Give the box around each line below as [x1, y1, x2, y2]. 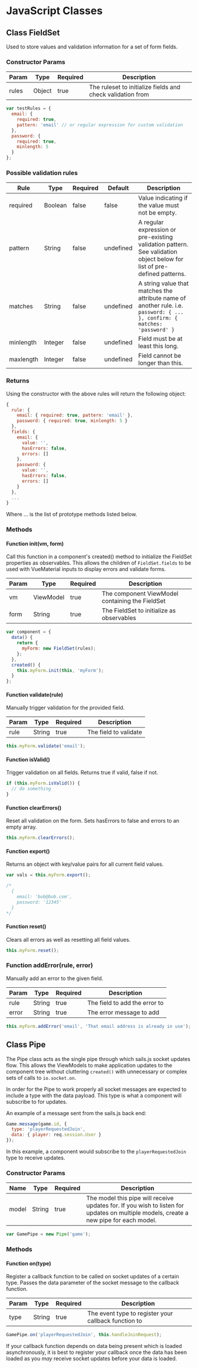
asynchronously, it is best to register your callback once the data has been [6, 1349, 187, 1356]
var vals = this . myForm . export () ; [6, 872, 91, 878]
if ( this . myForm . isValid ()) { [6, 780, 81, 786]
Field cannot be [138, 352, 181, 360]
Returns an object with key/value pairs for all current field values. [6, 861, 164, 868]
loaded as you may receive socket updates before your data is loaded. [6, 1355, 177, 1362]
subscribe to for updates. [6, 1098, 68, 1105]
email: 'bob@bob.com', [16, 894, 72, 899]
